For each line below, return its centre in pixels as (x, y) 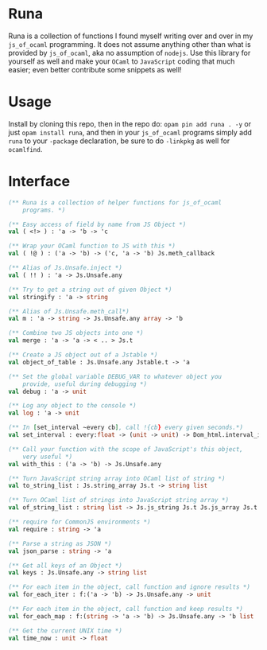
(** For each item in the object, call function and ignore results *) (129, 587)
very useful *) (48, 457)
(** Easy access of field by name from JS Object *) (97, 224)
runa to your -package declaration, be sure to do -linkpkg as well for (119, 141)
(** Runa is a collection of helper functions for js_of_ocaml (115, 202)
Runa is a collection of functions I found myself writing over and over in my (131, 36)
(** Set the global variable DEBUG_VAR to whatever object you (115, 376)
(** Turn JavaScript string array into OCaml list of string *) (117, 478)
